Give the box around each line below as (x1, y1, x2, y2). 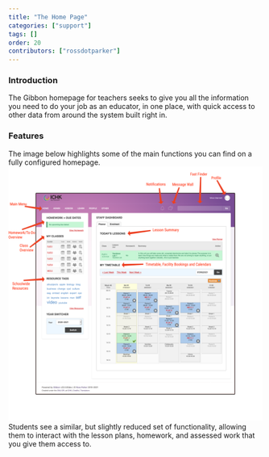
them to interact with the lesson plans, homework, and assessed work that (8, 430, 255, 440)
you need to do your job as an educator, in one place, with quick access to (8, 102, 255, 111)
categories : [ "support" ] (8, 21, 92, 30)
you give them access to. (8, 438, 92, 448)
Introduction (8, 75, 58, 86)
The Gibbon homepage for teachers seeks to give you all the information (8, 93, 250, 103)
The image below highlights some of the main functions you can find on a (8, 149, 252, 158)
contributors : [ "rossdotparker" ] (8, 47, 121, 56)
